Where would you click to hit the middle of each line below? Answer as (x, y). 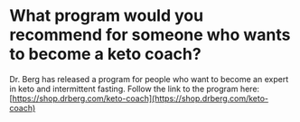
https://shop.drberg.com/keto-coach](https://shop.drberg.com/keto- (141, 98)
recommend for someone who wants (150, 35)
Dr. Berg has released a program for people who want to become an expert (149, 79)
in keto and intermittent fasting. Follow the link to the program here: (135, 89)
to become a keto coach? (105, 54)
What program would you (107, 16)
